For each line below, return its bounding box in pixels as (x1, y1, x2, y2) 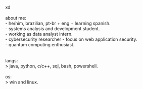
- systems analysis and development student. (5, 26, 100, 32)
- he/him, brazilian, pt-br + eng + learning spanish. (5, 20, 111, 26)
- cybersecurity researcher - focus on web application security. (5, 36, 137, 42)
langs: (5, 58, 18, 63)
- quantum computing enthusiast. (5, 42, 75, 47)
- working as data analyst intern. (5, 31, 73, 37)
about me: (5, 15, 27, 21)
